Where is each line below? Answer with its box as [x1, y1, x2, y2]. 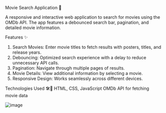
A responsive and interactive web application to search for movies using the [5, 14, 160, 20]
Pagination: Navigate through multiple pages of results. [12, 65, 125, 71]
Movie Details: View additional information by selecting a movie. [12, 71, 143, 76]
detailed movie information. [5, 25, 61, 31]
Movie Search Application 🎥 [5, 5, 62, 10]
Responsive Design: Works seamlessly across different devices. [12, 75, 143, 81]
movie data [5, 93, 28, 98]
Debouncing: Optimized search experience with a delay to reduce [12, 55, 147, 60]
